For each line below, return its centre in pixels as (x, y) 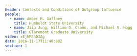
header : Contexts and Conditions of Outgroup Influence (63, 9)
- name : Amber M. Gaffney (36, 19)
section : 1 (16, 46)
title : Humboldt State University (49, 23)
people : (13, 14)
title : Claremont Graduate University (53, 32)
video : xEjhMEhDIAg (25, 37)
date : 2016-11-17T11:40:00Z (34, 41)
